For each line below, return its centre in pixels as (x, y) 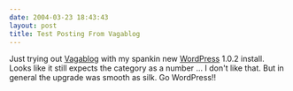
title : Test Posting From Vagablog (75, 34)
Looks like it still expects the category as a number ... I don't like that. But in (147, 68)
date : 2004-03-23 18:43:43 (59, 17)
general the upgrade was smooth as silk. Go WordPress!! (113, 78)
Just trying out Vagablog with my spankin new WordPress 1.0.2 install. (137, 59)
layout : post (33, 26)
